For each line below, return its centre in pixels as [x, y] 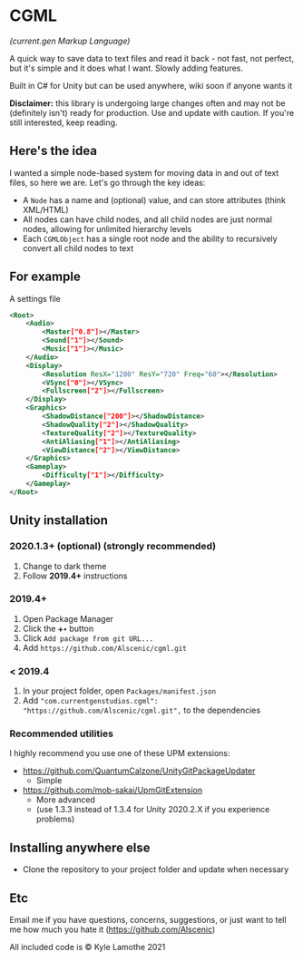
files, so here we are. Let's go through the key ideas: [108, 182]
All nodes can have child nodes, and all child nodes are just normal [147, 219]
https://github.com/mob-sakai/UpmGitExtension [112, 791]
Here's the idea [54, 151]
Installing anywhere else [80, 847]
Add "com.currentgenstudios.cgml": [90, 701]
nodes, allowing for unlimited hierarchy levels [107, 228]
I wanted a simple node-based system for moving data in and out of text [144, 172]
